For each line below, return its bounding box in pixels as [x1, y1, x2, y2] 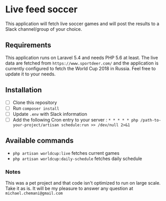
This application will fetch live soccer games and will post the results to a [5, 21, 160, 27]
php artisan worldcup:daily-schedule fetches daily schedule [12, 155, 142, 162]
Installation [5, 86, 42, 94]
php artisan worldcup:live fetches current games [12, 150, 119, 156]
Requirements [5, 41, 51, 50]
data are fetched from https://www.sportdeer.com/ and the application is [5, 60, 159, 66]
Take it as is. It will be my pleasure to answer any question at [5, 185, 133, 191]
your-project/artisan [12, 122, 59, 128]
